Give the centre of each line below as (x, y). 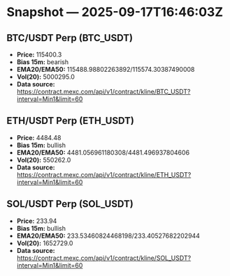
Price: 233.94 (37, 221)
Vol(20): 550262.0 (44, 160)
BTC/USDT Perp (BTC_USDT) (70, 38)
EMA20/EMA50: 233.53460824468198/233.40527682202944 (108, 236)
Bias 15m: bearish (43, 62)
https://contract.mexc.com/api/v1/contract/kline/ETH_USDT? (104, 174)
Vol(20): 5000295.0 (45, 77)
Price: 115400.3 (39, 54)
